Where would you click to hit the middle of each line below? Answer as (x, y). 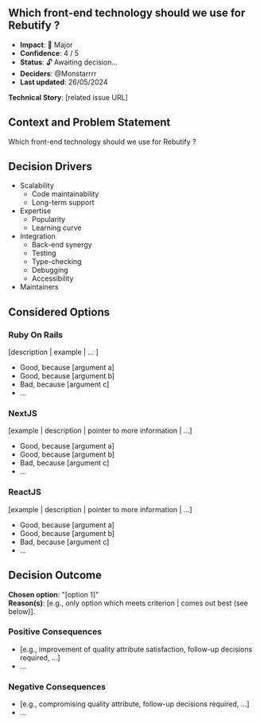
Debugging (50, 270)
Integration (37, 236)
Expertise (35, 211)
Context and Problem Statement (89, 122)
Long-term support (63, 203)
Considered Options (59, 312)
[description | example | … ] (54, 352)
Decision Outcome (55, 575)
